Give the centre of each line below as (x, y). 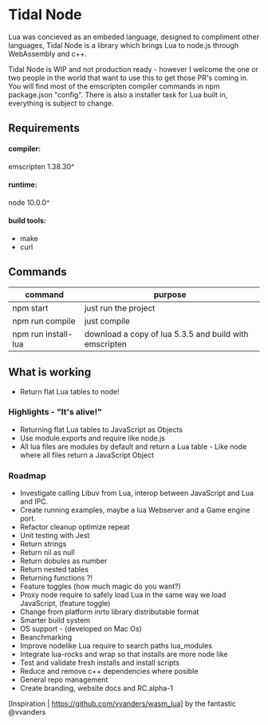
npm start (30, 307)
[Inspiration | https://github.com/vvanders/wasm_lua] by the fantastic (122, 703)
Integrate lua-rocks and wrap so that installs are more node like (124, 654)
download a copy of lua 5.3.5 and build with (166, 334)
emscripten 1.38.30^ (41, 166)
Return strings (43, 544)
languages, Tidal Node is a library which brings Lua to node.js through (124, 45)
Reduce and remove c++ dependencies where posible (109, 672)
